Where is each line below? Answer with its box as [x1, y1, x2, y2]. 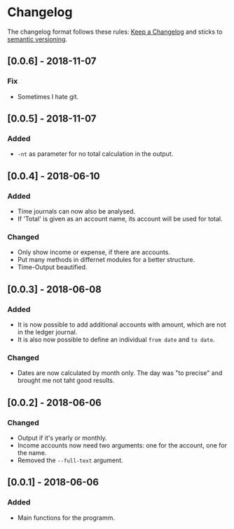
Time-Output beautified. [17, 263, 88, 271]
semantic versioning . [7, 34, 68, 43]
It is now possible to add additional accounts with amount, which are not [17, 320, 226, 329]
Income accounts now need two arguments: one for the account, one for [17, 440, 228, 450]
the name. [17, 448, 47, 457]
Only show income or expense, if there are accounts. [17, 248, 170, 256]
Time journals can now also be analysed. [17, 207, 136, 215]
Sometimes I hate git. [17, 92, 79, 100]
